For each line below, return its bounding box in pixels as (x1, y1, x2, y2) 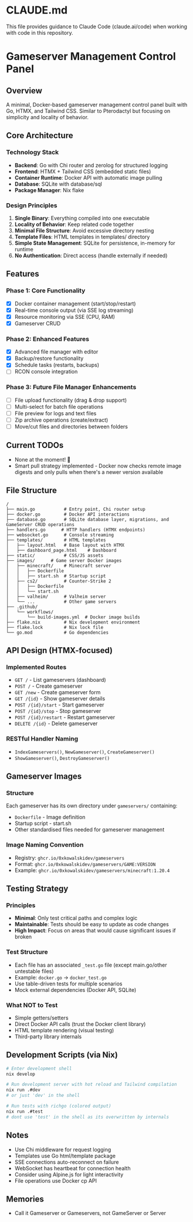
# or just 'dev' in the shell (6, 1093, 80, 1099)
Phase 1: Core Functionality (6, 287, 86, 295)
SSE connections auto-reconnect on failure (14, 1158, 119, 1166)
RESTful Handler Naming (6, 735, 78, 743)
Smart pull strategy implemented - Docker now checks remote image (14, 462, 182, 469)
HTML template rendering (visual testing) (14, 1026, 114, 1034)
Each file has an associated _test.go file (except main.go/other (14, 961, 167, 968)
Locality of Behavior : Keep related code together (14, 221, 134, 228)
